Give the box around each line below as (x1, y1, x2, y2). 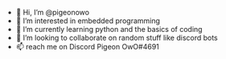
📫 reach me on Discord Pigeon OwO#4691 (15, 42, 159, 51)
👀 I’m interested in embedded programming (15, 16, 161, 26)
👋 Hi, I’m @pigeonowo (15, 8, 90, 17)
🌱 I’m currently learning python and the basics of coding (15, 25, 203, 33)
